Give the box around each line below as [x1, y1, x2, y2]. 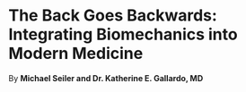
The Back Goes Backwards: [8, 5, 217, 26]
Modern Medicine [8, 44, 144, 63]
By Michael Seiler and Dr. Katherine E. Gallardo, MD [8, 72, 204, 83]
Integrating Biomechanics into [8, 24, 239, 45]
